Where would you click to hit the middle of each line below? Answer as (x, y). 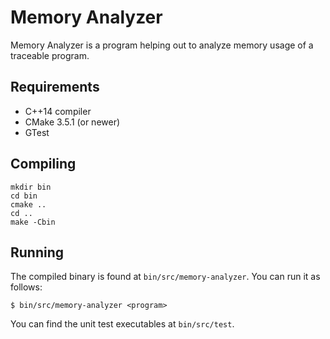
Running (37, 252)
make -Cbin (33, 222)
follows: (26, 287)
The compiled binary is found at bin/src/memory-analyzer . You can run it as (165, 277)
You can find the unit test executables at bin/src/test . (122, 324)
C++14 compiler (58, 111)
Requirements (55, 87)
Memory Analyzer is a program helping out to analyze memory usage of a (162, 45)
